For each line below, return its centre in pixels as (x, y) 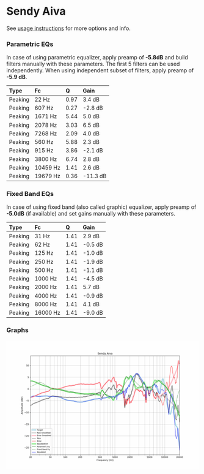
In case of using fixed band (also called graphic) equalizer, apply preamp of (101, 207)
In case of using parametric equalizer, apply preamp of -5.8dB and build (97, 58)
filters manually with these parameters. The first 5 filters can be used (93, 64)
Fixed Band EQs (30, 194)
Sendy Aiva (36, 11)
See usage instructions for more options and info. (69, 28)
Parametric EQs (30, 44)
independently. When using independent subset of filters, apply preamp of (100, 70)
